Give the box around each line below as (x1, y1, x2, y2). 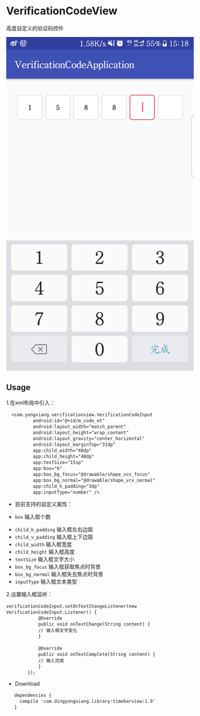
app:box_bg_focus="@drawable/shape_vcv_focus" (32, 471, 151, 478)
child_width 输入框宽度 (14, 541, 73, 548)
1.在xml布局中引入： (6, 399, 55, 406)
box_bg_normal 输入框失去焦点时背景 (14, 571, 104, 578)
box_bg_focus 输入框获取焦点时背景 (14, 563, 101, 570)
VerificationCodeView (6, 4, 118, 18)
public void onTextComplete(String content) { (37, 651, 156, 657)
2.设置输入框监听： (6, 590, 53, 597)
